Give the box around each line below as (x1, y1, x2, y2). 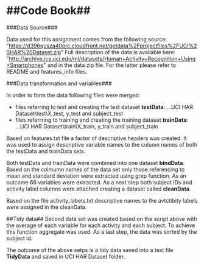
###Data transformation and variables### (6, 80, 112, 87)
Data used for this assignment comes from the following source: (6, 35, 167, 43)
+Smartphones (6, 61, 44, 69)
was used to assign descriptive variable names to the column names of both (6, 141, 198, 148)
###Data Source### (6, 24, 58, 31)
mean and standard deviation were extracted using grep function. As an (6, 172, 187, 180)
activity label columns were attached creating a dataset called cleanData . (6, 185, 191, 192)
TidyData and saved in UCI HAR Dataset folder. (6, 253, 125, 260)
